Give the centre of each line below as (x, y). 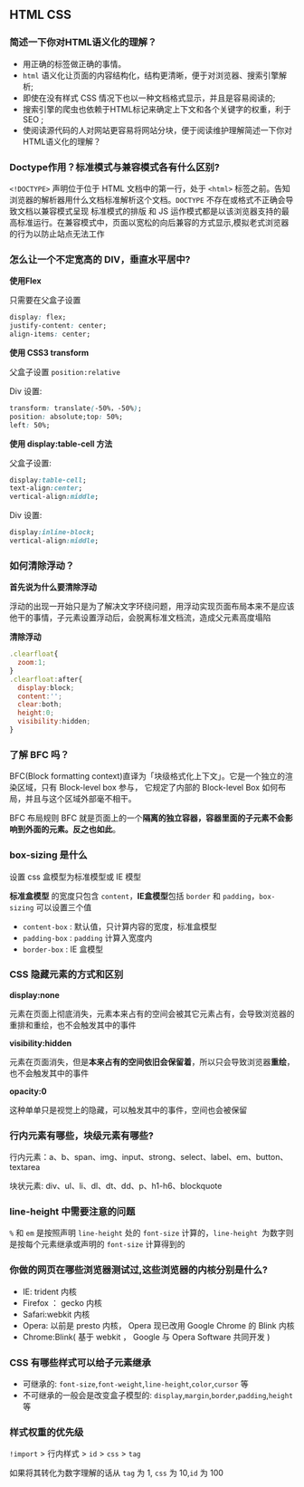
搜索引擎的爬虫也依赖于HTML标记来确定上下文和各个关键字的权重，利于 (157, 109)
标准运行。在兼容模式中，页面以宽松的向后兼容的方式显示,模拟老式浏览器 (153, 222)
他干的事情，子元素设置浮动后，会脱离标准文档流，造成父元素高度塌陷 (140, 618)
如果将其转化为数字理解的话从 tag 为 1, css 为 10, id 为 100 (117, 1473)
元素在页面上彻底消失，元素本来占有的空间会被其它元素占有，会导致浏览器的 (152, 1013)
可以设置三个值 (64, 907)
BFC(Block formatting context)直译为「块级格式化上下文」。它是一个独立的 (147, 776)
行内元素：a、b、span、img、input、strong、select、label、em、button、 (149, 1157)
